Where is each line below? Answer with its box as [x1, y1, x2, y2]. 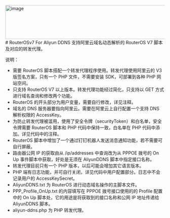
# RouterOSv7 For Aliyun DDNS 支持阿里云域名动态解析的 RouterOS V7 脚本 [5, 40, 163, 45]
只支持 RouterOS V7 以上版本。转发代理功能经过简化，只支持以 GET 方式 [12, 86, 164, 92]
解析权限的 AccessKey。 [12, 112, 64, 118]
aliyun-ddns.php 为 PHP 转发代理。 [12, 207, 87, 213]
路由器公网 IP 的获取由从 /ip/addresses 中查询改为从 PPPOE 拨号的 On [12, 150, 159, 156]
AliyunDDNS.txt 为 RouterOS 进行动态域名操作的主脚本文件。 [12, 182, 140, 188]
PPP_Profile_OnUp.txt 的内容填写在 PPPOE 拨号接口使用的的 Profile [12, 188, 153, 194]
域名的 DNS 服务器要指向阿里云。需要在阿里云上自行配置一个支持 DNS [12, 106, 159, 111]
